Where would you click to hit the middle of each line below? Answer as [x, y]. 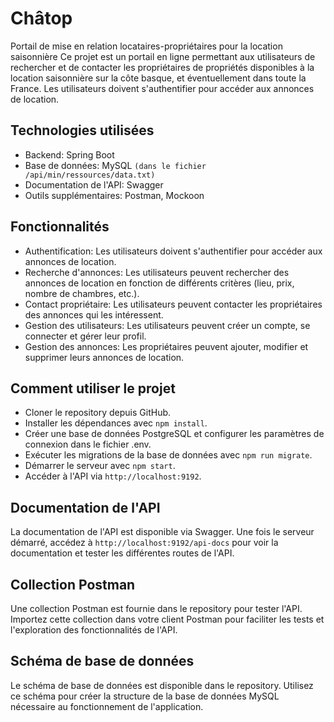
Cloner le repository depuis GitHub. [98, 413]
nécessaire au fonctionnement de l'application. [107, 706]
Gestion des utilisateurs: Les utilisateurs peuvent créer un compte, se [167, 325]
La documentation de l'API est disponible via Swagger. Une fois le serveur [162, 532]
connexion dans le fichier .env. [88, 444]
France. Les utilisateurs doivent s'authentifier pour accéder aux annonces [162, 88]
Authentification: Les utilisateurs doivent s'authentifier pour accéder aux [173, 251]
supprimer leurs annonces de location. [104, 357]
